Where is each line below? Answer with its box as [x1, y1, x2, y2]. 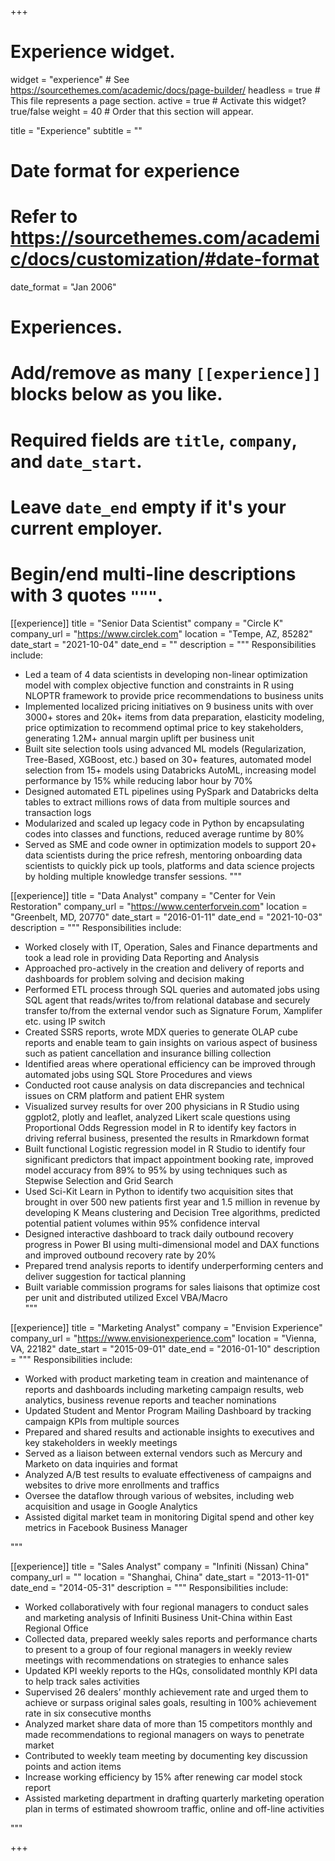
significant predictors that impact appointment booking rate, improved [24, 1153, 314, 1165]
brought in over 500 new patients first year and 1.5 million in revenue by [24, 1196, 321, 1208]
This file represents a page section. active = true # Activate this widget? [10, 94, 307, 106]
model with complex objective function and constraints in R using [24, 679, 294, 691]
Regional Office [24, 1622, 89, 1634]
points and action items [24, 1760, 122, 1772]
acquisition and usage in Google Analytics [24, 1500, 198, 1512]
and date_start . [10, 450, 143, 473]
